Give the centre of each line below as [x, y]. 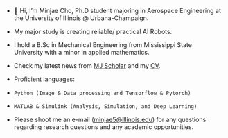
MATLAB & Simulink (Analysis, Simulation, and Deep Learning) [105, 107]
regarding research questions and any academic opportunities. [104, 127]
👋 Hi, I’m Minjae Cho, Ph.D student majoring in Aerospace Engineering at [117, 11]
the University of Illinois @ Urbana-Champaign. [81, 18]
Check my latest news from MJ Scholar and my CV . [87, 66]
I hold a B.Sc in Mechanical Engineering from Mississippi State [103, 45]
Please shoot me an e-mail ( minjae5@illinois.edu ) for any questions [110, 119]
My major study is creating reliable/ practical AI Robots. [93, 32]
